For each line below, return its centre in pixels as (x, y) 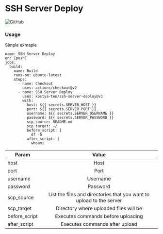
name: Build (26, 71)
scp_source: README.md (49, 122)
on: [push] (16, 58)
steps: (20, 80)
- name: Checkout (35, 84)
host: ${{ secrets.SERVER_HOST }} (61, 105)
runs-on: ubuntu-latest (38, 75)
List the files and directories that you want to (99, 195)
